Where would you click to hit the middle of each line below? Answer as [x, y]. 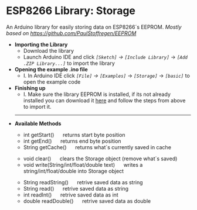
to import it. [37, 106]
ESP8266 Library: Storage [71, 11]
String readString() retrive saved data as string [83, 182]
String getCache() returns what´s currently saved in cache [97, 147]
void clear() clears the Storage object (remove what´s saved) [100, 159]
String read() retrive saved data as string [76, 188]
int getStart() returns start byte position [74, 135]
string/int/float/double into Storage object [74, 171]
